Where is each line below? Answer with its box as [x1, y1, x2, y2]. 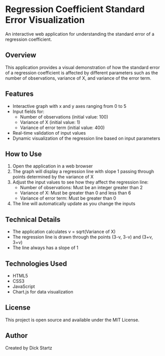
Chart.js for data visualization [12, 289, 74, 294]
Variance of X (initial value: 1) [20, 119, 80, 125]
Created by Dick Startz [5, 344, 53, 351]
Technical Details [5, 215, 61, 224]
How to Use [5, 150, 42, 158]
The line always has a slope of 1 [12, 245, 79, 251]
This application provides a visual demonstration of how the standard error [5, 64, 160, 70]
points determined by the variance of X [12, 174, 94, 180]
